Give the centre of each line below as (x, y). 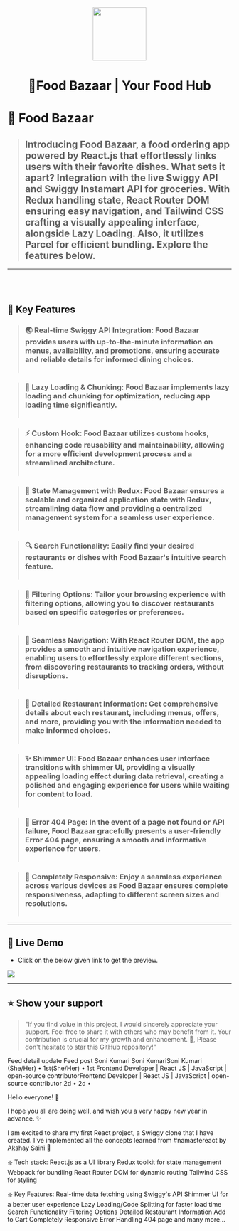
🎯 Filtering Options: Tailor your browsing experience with (125, 595)
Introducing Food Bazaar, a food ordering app (127, 144)
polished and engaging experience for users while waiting (127, 785)
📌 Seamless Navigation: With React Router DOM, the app (124, 640)
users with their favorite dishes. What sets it (125, 167)
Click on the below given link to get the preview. (88, 960)
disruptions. (47, 676)
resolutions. (46, 903)
